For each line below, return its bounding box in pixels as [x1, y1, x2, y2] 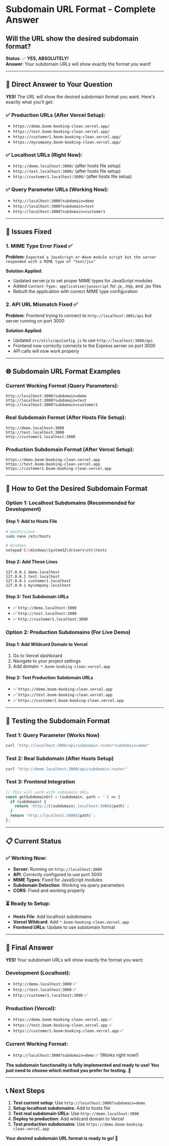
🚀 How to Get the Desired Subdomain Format [6, 484, 147, 493]
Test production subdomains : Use [13, 1121, 85, 1127]
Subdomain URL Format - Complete [6, 4, 156, 15]
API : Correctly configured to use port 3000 [13, 871, 102, 877]
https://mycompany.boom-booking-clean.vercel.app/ [13, 140, 121, 145]
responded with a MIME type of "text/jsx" [6, 259, 96, 264]
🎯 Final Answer [6, 944, 54, 952]
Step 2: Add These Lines [6, 559, 58, 565]
